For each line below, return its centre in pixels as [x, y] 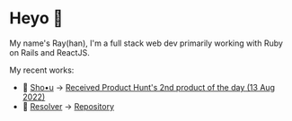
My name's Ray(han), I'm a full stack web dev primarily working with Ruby [146, 43]
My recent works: [42, 70]
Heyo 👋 [36, 18]
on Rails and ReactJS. [49, 52]
